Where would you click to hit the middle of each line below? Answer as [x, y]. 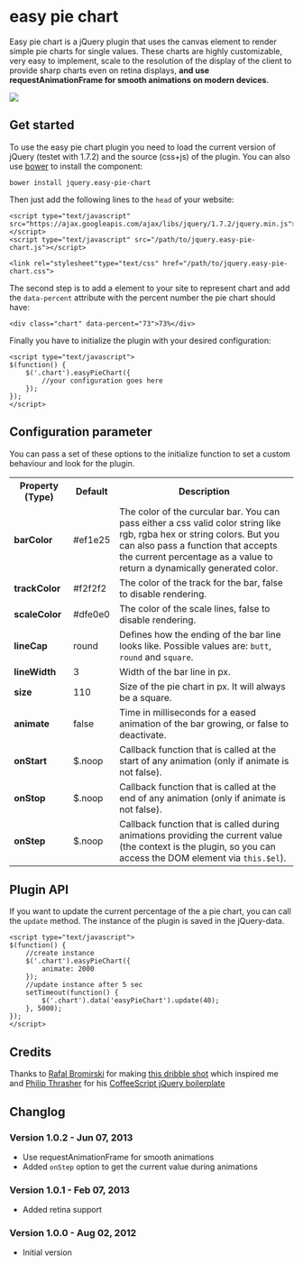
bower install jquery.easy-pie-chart [80, 182]
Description [204, 491]
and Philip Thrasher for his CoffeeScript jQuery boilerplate [117, 1084]
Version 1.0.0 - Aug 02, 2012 [73, 1233]
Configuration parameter [81, 432]
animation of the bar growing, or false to [204, 724]
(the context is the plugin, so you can [198, 846]
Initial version [47, 1252]
